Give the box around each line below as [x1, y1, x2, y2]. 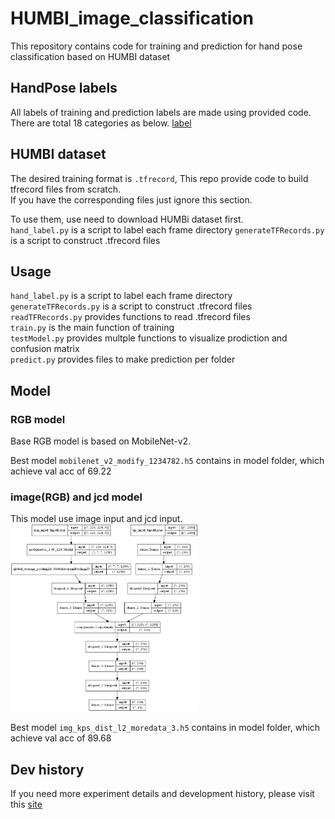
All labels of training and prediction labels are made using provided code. [10, 106, 312, 118]
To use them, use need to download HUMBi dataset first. [10, 213, 244, 225]
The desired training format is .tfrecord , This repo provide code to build [10, 172, 309, 184]
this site [10, 798, 43, 811]
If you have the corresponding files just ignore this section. [10, 193, 253, 206]
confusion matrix [10, 343, 80, 355]
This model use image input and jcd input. [10, 513, 183, 525]
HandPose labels [10, 80, 118, 97]
